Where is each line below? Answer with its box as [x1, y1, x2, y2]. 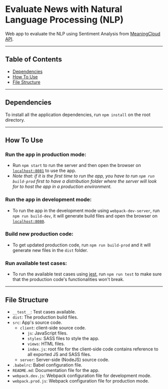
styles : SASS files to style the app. [27, 335, 99, 341]
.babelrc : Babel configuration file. [12, 361, 82, 368]
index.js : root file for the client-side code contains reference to [27, 346, 158, 352]
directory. [5, 116, 25, 123]
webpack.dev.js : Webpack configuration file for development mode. [12, 372, 151, 378]
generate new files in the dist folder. [12, 247, 88, 253]
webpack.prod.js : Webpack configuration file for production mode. [12, 377, 149, 383]
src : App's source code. [12, 319, 62, 325]
